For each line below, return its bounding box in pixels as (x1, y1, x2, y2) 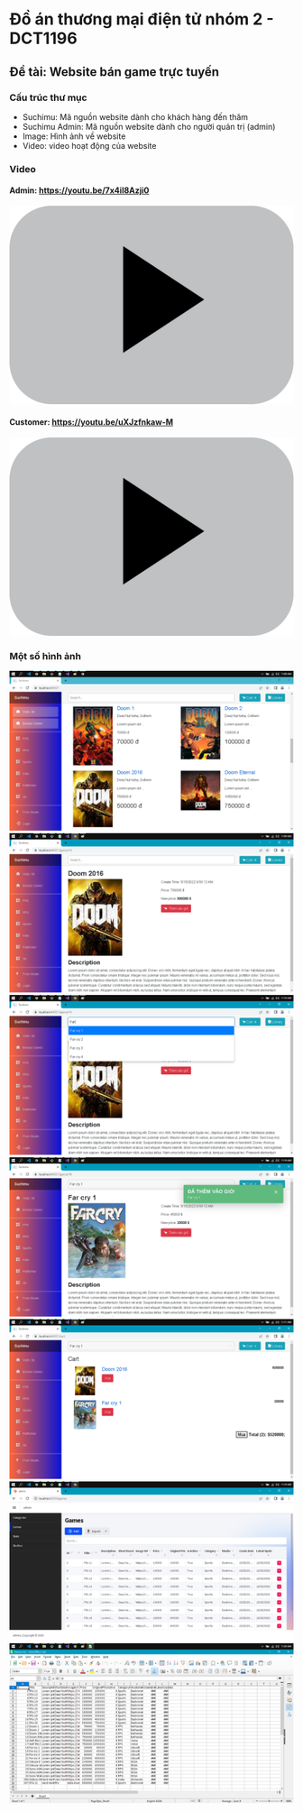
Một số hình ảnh (9, 649, 81, 662)
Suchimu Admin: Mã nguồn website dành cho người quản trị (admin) (22, 121, 276, 132)
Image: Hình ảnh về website (22, 131, 126, 142)
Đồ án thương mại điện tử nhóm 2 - (9, 9, 274, 30)
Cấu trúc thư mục (9, 91, 87, 104)
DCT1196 (9, 28, 78, 49)
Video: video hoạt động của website (22, 140, 157, 151)
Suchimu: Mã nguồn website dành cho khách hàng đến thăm (22, 111, 249, 122)
